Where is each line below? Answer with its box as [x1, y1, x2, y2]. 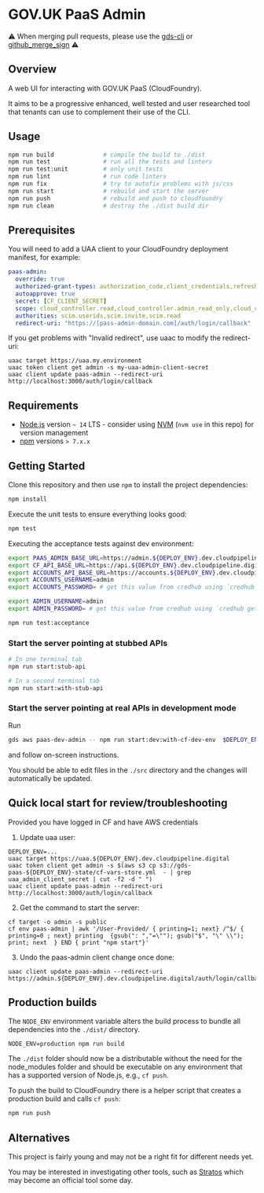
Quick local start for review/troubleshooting [8, 796, 228, 810]
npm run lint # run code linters [8, 173, 167, 181]
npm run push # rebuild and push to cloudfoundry [8, 194, 223, 202]
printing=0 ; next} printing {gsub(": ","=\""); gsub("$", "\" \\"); [8, 931, 244, 940]
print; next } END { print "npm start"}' [8, 938, 149, 946]
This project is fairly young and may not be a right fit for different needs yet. [8, 1152, 254, 1162]
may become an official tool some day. [8, 1176, 134, 1185]
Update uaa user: [19, 832, 76, 842]
